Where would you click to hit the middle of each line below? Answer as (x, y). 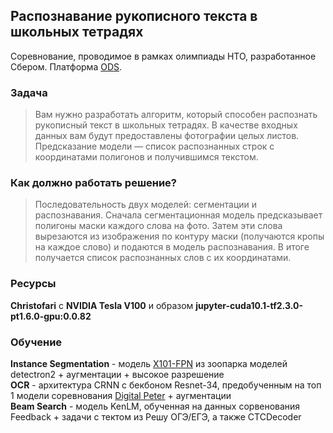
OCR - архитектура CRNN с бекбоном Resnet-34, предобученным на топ (166, 385)
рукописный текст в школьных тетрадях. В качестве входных (166, 125)
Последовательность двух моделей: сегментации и (146, 205)
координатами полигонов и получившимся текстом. (146, 157)
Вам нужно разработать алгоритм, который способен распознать (176, 115)
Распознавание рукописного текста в (134, 16)
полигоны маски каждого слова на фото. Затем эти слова (158, 226)
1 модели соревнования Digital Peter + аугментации (121, 395)
